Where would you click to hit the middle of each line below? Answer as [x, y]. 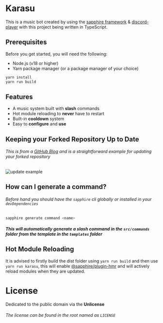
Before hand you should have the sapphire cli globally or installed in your [79, 199]
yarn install [19, 77]
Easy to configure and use [39, 124]
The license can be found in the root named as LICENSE [61, 315]
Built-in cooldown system [38, 119]
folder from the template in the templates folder [54, 234]
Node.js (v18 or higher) [35, 63]
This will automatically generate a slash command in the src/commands [78, 229]
